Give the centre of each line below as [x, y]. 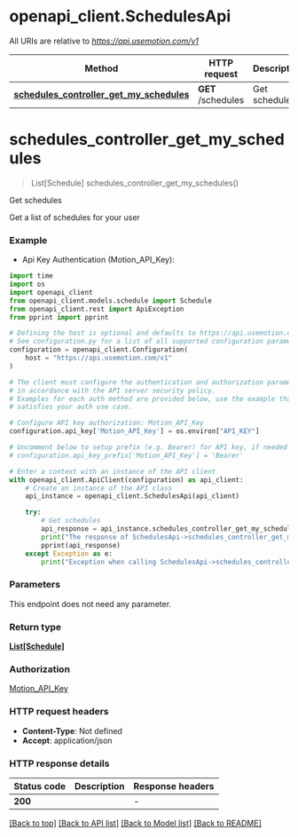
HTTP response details [59, 763]
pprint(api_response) [81, 545]
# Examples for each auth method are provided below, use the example [142, 399]
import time [31, 276]
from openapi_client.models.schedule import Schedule [111, 300]
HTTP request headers [59, 712]
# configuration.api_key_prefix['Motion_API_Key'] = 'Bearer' [126, 455]
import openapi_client [51, 292]
